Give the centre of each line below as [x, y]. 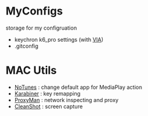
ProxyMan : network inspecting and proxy [66, 100]
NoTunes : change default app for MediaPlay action [78, 87]
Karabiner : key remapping [47, 93]
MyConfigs [34, 11]
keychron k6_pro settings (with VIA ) [59, 39]
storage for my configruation [41, 28]
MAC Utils [31, 70]
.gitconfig [26, 46]
